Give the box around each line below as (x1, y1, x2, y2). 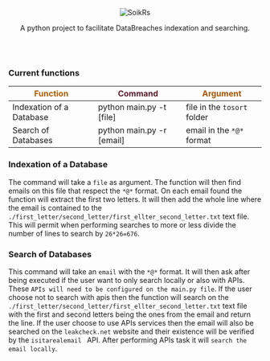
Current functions (8, 67, 80, 78)
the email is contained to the (8, 203, 102, 212)
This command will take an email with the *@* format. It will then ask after (8, 266, 251, 277)
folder (186, 112, 209, 123)
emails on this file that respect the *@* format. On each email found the (8, 186, 243, 195)
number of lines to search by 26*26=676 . (8, 228, 140, 238)
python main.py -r (97, 125, 167, 136)
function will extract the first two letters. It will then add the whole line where (8, 194, 262, 204)
